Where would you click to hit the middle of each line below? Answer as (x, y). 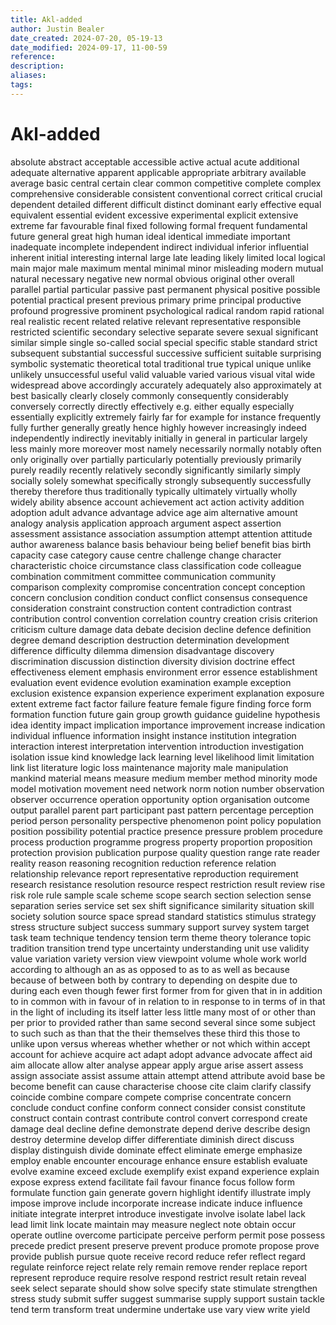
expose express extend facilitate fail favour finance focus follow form (153, 1182)
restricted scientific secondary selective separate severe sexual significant (164, 332)
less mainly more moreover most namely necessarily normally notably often (166, 448)
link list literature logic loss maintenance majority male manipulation (149, 767)
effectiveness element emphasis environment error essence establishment (164, 672)
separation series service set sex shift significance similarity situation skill (162, 905)
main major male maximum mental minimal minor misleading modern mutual (167, 268)
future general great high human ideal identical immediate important (150, 236)
